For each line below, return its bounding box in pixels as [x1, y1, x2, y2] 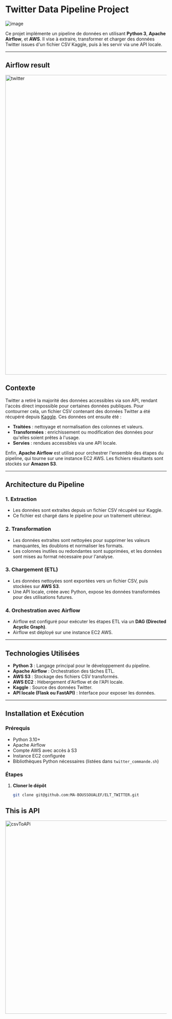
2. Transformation [5, 526, 51, 533]
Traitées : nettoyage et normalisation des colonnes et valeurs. [12, 423, 144, 429]
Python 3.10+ [12, 736, 41, 743]
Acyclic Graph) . [12, 624, 47, 630]
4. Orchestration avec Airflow [5, 606, 80, 614]
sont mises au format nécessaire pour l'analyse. [12, 553, 114, 559]
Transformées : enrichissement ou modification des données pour [12, 429, 154, 435]
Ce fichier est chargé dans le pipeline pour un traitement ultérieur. [12, 513, 152, 519]
